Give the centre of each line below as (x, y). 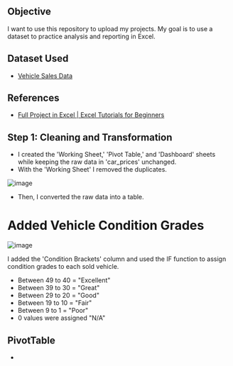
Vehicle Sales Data (45, 76)
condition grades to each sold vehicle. (63, 267)
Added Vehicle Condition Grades (106, 226)
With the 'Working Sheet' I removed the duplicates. (92, 170)
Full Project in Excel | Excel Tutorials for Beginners (91, 115)
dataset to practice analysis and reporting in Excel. (81, 36)
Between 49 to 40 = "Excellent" (64, 280)
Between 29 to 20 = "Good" (58, 295)
